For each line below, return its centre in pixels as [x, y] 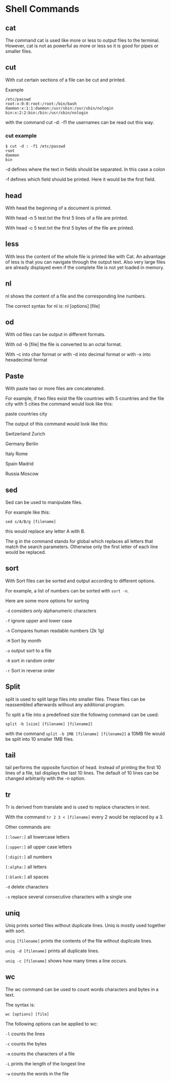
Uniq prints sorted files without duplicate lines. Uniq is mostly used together [85, 926]
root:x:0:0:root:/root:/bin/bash [41, 103]
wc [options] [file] [27, 1014]
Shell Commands [42, 9]
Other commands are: [28, 827]
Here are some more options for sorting [47, 601]
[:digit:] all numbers [29, 857]
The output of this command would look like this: [57, 424]
